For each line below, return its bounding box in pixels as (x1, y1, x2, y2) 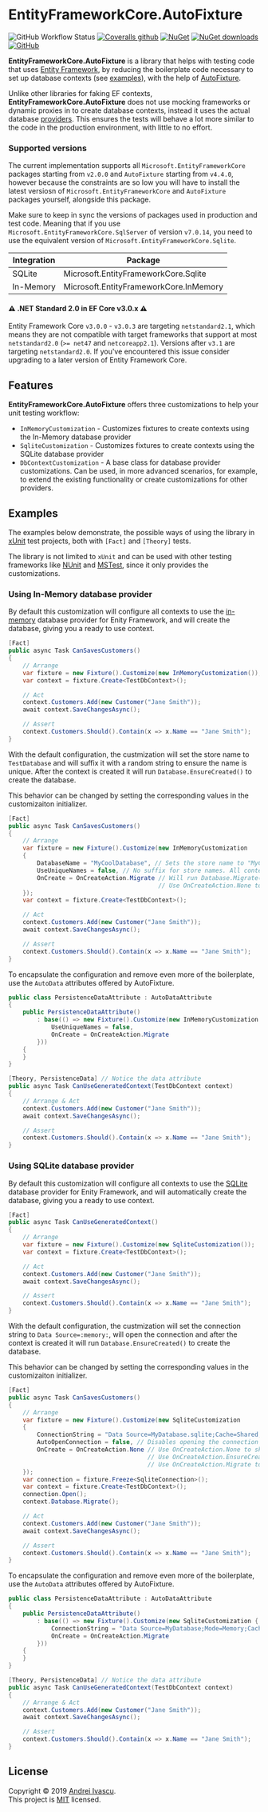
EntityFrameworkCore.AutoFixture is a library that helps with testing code (8, 56, 255, 66)
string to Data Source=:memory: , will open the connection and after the (8, 1330, 238, 1339)
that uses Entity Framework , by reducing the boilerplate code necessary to (8, 64, 254, 74)
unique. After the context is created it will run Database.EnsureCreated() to (8, 766, 253, 776)
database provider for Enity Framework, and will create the (37, 615, 231, 625)
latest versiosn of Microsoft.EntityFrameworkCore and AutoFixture (8, 186, 227, 196)
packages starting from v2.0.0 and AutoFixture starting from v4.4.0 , (8, 170, 234, 179)
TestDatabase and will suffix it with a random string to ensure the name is (8, 758, 247, 767)
